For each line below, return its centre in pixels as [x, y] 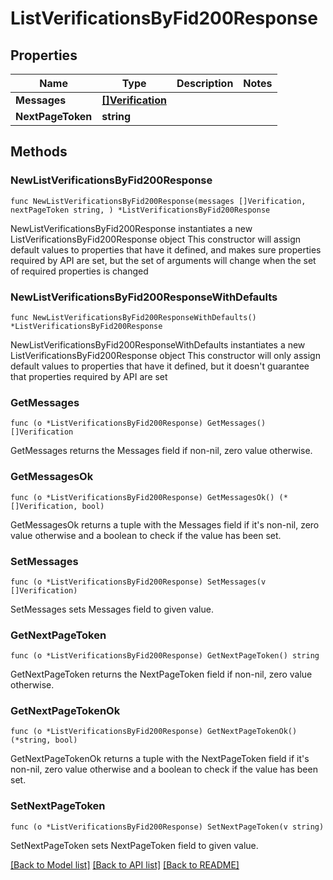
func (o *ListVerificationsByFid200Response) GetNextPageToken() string [165, 656]
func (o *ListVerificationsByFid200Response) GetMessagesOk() [142, 497]
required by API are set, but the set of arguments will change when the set [163, 260]
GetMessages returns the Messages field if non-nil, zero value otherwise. [161, 451]
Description [205, 83]
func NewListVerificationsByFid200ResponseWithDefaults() [133, 317]
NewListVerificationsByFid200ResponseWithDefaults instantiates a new [158, 344]
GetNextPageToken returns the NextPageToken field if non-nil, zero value [161, 674]
